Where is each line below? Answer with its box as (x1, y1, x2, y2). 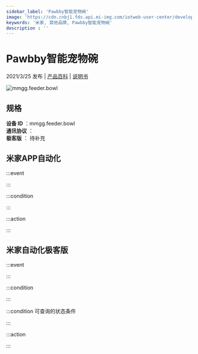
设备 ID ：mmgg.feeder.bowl (6, 120, 75, 127)
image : (6, 14, 22, 20)
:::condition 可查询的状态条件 (6, 307, 77, 315)
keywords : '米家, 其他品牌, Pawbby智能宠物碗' (6, 19, 113, 25)
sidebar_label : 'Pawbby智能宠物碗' (6, 8, 90, 15)
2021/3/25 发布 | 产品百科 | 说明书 (6, 73, 88, 80)
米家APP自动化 (6, 154, 61, 164)
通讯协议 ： (6, 127, 34, 134)
